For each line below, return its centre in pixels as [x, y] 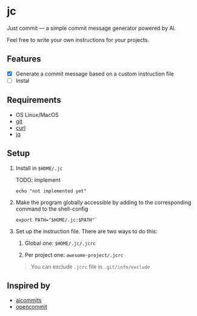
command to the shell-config [52, 209]
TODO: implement [38, 180]
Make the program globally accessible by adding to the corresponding [103, 202]
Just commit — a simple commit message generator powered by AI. [92, 28]
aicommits [28, 300]
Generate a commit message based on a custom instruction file [95, 74]
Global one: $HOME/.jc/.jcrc [60, 243]
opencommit [32, 307]
